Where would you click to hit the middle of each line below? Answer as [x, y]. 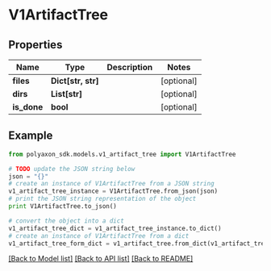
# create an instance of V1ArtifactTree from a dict [99, 236]
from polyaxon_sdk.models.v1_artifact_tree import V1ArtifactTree [122, 154]
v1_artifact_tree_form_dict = [59, 244]
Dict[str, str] [75, 81]
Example [31, 136]
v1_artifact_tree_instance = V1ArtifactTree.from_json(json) [113, 191]
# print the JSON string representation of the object [102, 199]
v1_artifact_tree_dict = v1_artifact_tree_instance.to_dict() [115, 228]
